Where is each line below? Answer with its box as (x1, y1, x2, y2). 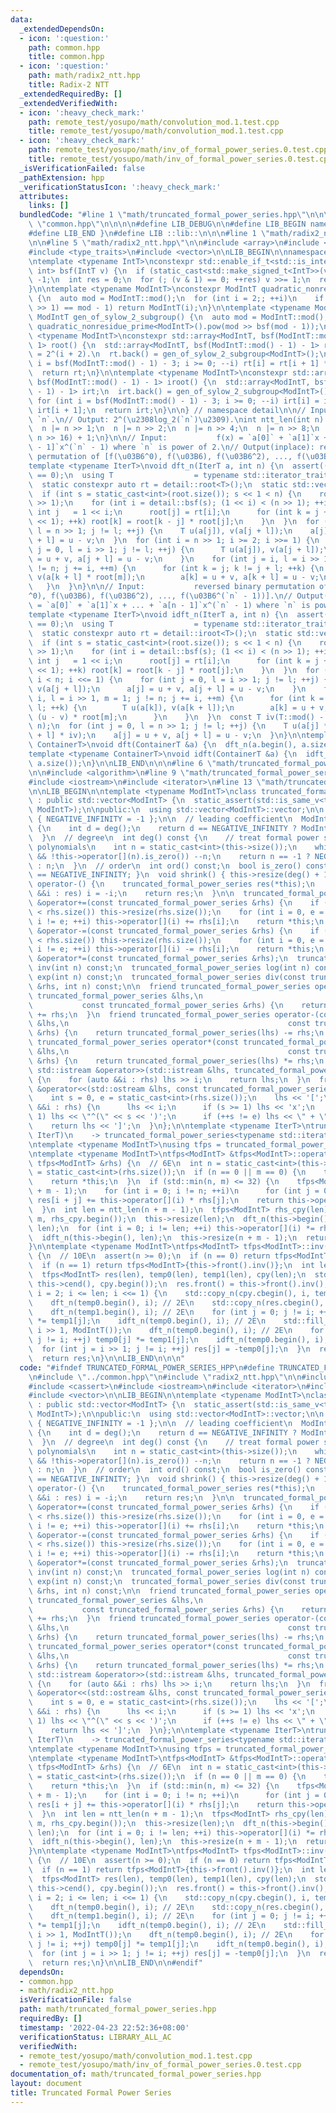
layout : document (10, 2079, 83, 2089)
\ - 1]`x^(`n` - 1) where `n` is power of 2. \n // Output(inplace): (28, 442, 315, 453)
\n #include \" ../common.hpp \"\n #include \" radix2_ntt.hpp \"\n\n (28, 1372, 302, 1382)
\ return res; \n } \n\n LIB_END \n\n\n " (28, 1353, 186, 1363)
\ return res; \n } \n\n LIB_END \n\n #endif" (28, 1957, 203, 1968)
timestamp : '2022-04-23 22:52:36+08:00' (19, 2022, 190, 2033)
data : (10, 14, 33, 25)
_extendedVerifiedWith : (19, 98, 118, 108)
